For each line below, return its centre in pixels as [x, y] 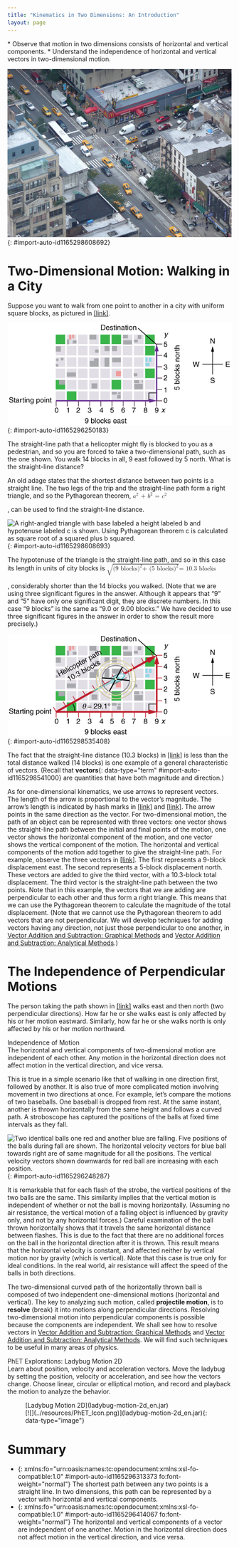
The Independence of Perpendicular [116, 971]
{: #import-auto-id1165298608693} [59, 546]
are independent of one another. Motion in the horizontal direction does [122, 1529]
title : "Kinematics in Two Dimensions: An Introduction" [94, 15]
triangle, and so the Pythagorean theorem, [69, 496]
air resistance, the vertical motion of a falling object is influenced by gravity [118, 1213]
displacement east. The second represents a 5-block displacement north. [115, 867]
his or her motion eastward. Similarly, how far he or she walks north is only [117, 1021]
